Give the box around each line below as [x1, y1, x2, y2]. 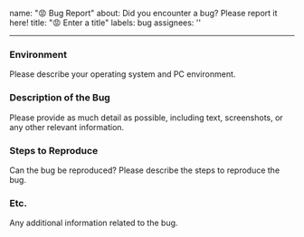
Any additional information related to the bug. [9, 217, 178, 229]
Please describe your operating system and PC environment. [9, 69, 236, 80]
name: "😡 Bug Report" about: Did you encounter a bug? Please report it [9, 8, 278, 18]
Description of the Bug [9, 91, 110, 104]
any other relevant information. [9, 121, 125, 132]
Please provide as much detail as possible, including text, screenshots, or [9, 112, 283, 123]
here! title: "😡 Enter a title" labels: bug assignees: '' [9, 17, 202, 28]
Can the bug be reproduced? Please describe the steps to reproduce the [9, 165, 280, 175]
